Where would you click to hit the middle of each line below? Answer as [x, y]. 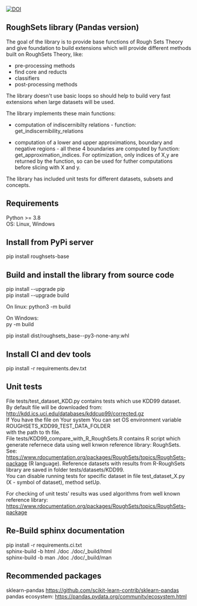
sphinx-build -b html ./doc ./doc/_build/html [59, 551]
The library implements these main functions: [61, 113]
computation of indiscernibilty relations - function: [75, 125]
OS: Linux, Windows [31, 224]
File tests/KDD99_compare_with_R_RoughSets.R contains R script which [94, 438]
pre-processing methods [45, 65]
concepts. [18, 185]
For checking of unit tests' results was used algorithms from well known [93, 493]
